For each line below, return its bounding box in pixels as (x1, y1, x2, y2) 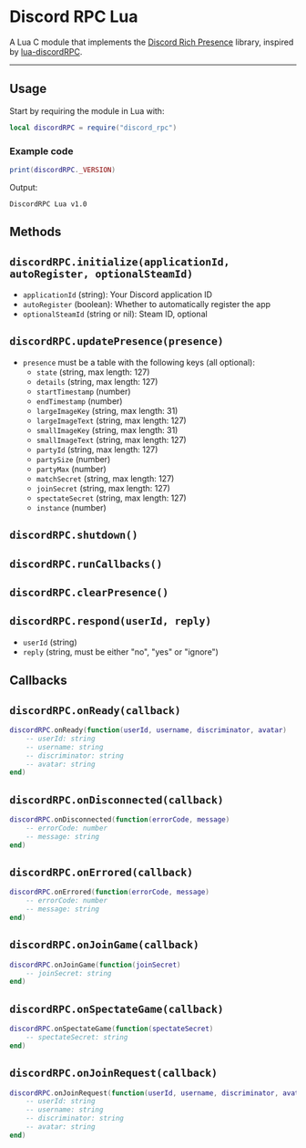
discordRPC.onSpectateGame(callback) (9, 1002, 224, 1016)
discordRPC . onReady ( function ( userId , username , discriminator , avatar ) (9, 726, 287, 735)
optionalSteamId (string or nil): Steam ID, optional (22, 308, 208, 319)
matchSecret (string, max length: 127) (36, 472, 175, 484)
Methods (9, 224, 62, 240)
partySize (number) (36, 453, 111, 464)
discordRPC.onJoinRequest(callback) (9, 1067, 219, 1080)
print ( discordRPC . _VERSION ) (9, 165, 117, 174)
